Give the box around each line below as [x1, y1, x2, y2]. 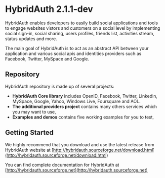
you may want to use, [12, 109, 56, 115]
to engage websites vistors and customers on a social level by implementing [5, 25, 161, 31]
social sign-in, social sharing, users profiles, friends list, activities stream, [5, 30, 155, 36]
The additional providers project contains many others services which [12, 103, 157, 110]
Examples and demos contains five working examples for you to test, [12, 114, 154, 120]
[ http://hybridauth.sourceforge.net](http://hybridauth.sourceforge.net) [5, 167, 148, 173]
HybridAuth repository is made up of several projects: [5, 83, 115, 89]
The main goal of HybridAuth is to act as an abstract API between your [5, 45, 149, 51]
